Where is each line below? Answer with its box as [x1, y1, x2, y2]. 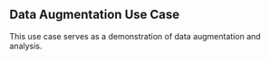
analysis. [9, 40, 43, 51]
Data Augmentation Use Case [9, 7, 179, 22]
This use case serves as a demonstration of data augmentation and [9, 30, 261, 41]
